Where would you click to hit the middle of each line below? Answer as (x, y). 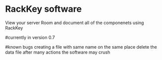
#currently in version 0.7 (30, 37)
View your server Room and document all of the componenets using (75, 23)
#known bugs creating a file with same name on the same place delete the (81, 47)
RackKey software (44, 9)
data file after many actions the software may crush (58, 52)
